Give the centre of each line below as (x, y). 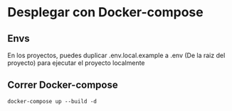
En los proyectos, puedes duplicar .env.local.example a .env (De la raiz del (116, 55)
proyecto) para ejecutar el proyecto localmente (76, 63)
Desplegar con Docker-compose (106, 12)
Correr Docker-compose (63, 85)
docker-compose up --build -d (52, 101)
